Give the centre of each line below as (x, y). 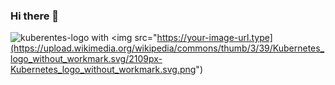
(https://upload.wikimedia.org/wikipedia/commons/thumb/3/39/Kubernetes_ (167, 48)
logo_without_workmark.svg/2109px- (86, 59)
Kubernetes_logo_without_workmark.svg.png (103, 70)
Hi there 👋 (35, 16)
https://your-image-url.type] (214, 38)
